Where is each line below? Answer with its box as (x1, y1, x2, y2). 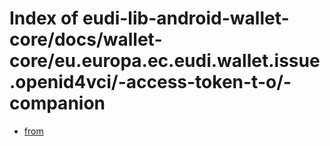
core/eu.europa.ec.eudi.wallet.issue (9, 50, 321, 72)
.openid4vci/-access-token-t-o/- (9, 71, 292, 94)
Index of (9, 7, 79, 30)
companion (9, 92, 106, 115)
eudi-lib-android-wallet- (82, 7, 290, 30)
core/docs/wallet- (9, 28, 163, 51)
